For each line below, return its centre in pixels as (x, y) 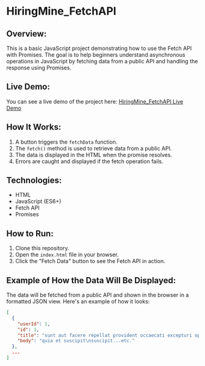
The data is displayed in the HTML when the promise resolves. (94, 155)
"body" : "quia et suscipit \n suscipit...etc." (76, 341)
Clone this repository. (42, 248)
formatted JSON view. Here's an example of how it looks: (78, 301)
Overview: (27, 34)
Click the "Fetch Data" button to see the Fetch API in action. (90, 261)
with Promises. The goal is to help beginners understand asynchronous (96, 55)
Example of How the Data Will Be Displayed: (91, 280)
